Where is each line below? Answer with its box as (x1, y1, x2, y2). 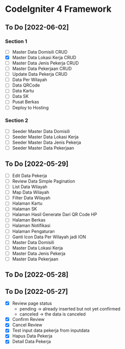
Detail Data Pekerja (12, 339, 51, 345)
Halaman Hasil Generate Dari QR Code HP (12, 212, 97, 218)
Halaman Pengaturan (12, 228, 55, 234)
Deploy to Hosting (12, 104, 49, 110)
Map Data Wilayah (12, 190, 50, 195)
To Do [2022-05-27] (5, 287, 68, 296)
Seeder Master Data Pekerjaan (12, 145, 75, 151)
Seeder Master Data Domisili (12, 128, 70, 134)
